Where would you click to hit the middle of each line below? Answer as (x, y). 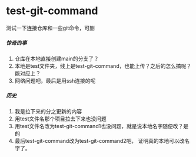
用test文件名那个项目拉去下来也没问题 (61, 119)
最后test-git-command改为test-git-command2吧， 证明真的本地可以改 (99, 140)
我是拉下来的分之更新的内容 (48, 111)
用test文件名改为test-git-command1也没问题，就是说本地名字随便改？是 (102, 126)
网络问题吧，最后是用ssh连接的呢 (55, 80)
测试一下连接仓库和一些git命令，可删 (51, 28)
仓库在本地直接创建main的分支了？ (57, 58)
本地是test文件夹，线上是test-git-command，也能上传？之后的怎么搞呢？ (103, 66)
